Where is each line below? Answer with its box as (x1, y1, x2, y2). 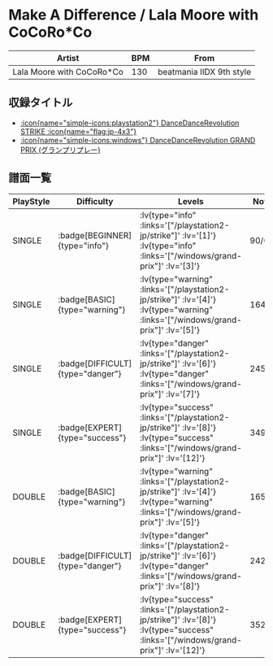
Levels (177, 195, 205, 207)
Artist (56, 52, 80, 63)
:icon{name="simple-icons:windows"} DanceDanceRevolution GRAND (19, 135, 256, 145)
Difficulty (76, 195, 114, 207)
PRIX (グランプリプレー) (19, 145, 101, 155)
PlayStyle (12, 195, 50, 207)
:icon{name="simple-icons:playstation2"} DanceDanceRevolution (19, 118, 240, 128)
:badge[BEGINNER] (58, 229, 132, 241)
